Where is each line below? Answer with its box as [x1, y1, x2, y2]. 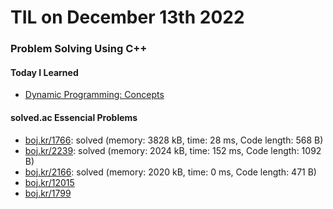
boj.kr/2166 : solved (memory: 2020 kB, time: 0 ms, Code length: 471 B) [24, 166, 317, 178]
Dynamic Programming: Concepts [24, 89, 165, 101]
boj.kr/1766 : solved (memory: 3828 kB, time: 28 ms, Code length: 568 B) [24, 134, 324, 146]
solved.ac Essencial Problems [10, 111, 138, 123]
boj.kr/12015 [24, 176, 75, 188]
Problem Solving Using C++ [10, 42, 148, 56]
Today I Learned [10, 66, 79, 78]
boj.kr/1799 [24, 187, 72, 199]
